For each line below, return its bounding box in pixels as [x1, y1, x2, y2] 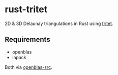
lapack [12, 54, 26, 60]
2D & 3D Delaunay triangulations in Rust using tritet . [5, 20, 113, 27]
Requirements [5, 35, 50, 44]
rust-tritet [5, 4, 48, 15]
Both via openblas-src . [5, 64, 52, 70]
